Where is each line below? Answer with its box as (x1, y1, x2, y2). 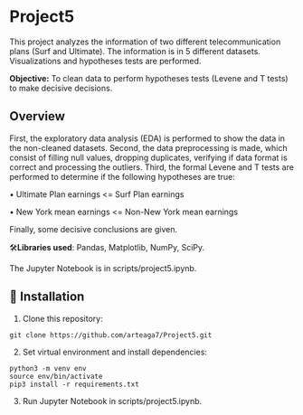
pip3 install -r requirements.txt (9, 380, 140, 389)
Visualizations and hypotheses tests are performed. (9, 55, 202, 66)
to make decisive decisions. (9, 82, 113, 93)
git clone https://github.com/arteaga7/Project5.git (9, 330, 213, 340)
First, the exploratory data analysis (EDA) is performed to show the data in (9, 133, 286, 144)
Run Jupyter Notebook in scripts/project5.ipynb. (22, 395, 203, 406)
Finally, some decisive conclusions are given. (9, 223, 178, 234)
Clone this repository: (22, 313, 103, 324)
